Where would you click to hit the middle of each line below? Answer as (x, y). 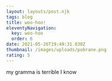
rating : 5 (18, 55)
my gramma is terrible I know (41, 72)
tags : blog (19, 17)
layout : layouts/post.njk (38, 11)
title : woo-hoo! (26, 22)
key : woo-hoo (27, 33)
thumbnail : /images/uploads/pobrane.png (57, 50)
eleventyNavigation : (32, 28)
